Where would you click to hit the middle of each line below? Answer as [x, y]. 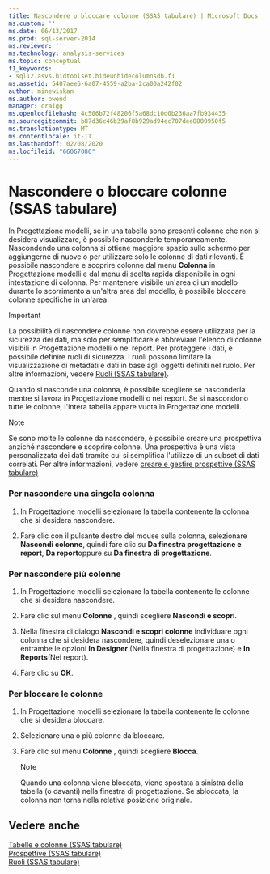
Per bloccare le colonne [56, 694]
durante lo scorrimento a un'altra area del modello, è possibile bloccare [127, 291]
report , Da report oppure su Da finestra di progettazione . [116, 553]
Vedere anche [44, 825]
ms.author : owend [38, 99]
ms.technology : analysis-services [67, 53]
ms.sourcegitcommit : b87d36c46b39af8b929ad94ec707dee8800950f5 [117, 121]
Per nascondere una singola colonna [82, 494]
